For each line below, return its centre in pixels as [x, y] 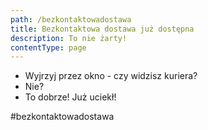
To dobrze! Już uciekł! [70, 97]
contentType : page [48, 47]
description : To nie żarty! [69, 38]
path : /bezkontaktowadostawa [71, 19]
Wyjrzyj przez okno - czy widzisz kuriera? [111, 76]
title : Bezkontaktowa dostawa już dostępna [102, 29]
